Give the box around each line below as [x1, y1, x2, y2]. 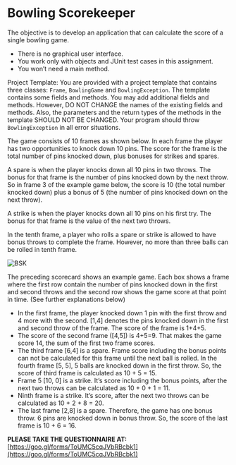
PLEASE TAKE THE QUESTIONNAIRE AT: [7, 435, 127, 443]
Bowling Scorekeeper [7, 5, 136, 21]
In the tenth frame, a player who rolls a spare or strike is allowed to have [7, 230, 216, 238]
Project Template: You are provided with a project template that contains [7, 78, 217, 86]
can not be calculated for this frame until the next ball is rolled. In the [17, 354, 217, 362]
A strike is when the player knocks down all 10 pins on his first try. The [7, 209, 211, 217]
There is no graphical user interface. [17, 49, 123, 58]
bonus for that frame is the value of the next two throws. [7, 217, 171, 225]
